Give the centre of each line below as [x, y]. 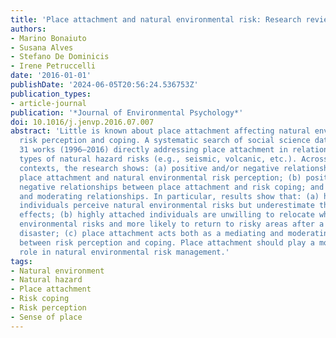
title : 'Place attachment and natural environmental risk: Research [156, 19]
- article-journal [48, 103]
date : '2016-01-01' [51, 76]
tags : [21, 261]
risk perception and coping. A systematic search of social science [165, 141]
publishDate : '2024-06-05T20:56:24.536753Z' [104, 85]
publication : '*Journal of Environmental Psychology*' [127, 112]
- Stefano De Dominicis [60, 57]
